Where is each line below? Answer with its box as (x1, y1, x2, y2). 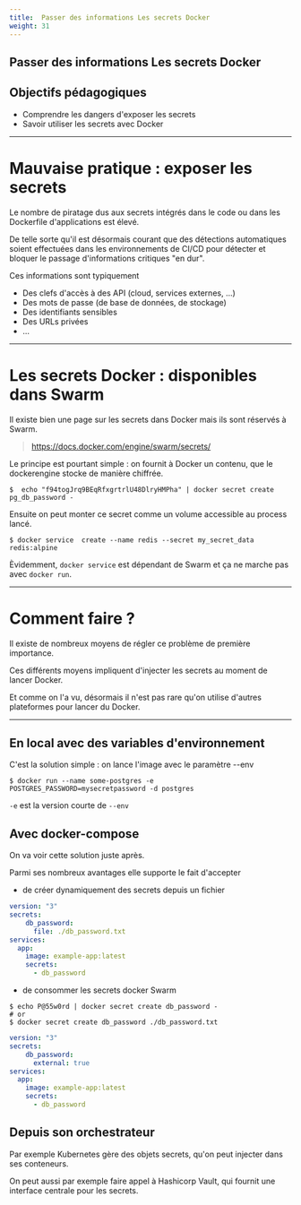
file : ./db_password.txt (32, 926, 126, 936)
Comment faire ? (9, 608, 136, 628)
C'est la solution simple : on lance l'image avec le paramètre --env (9, 759, 254, 770)
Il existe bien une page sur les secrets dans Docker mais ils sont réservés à (9, 414, 287, 425)
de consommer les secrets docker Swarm (21, 985, 176, 995)
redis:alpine (9, 543, 58, 552)
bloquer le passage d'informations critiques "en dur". (9, 253, 205, 263)
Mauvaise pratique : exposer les (9, 158, 253, 178)
